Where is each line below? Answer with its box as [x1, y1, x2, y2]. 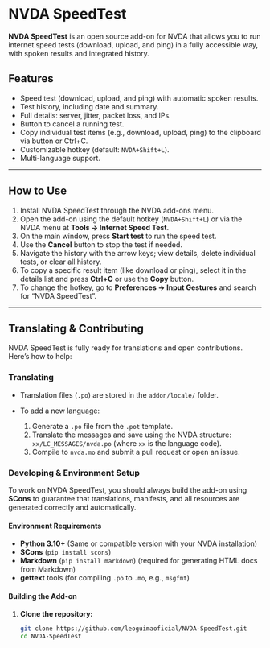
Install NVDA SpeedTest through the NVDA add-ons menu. [19, 205, 215, 215]
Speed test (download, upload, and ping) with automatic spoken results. [19, 93, 259, 103]
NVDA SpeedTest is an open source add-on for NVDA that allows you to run [8, 31, 261, 41]
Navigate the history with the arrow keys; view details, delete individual [19, 248, 256, 258]
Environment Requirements [8, 521, 102, 530]
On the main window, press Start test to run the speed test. [19, 231, 217, 241]
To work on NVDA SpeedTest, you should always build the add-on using [8, 485, 247, 495]
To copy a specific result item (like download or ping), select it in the [19, 265, 247, 274]
